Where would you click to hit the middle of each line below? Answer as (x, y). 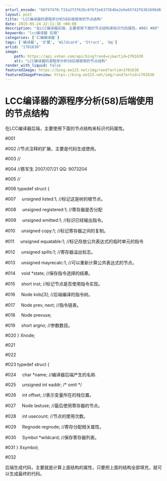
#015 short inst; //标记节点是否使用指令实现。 (54, 284)
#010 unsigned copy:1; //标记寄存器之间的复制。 (57, 231)
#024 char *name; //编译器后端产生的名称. (51, 375)
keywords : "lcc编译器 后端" (32, 33)
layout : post (19, 14)
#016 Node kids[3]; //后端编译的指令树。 (49, 294)
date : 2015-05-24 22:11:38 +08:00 (41, 24)
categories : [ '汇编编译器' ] (32, 38)
